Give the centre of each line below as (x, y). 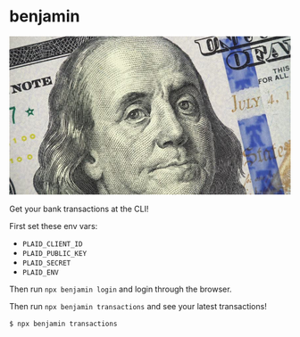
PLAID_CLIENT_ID (52, 244)
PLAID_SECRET (46, 263)
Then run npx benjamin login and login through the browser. (121, 289)
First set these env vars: (54, 226)
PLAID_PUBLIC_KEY (54, 253)
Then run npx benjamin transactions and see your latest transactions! (138, 306)
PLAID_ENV (41, 272)
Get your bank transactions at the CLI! (79, 209)
